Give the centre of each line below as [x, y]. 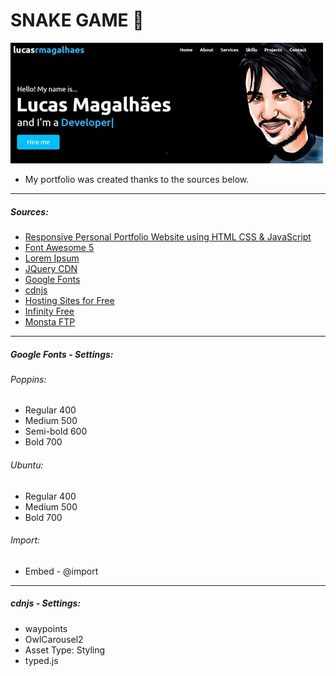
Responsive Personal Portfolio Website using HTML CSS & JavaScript [168, 236]
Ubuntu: [27, 465]
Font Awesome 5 [59, 247]
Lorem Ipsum [52, 258]
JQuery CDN [51, 268]
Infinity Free [49, 311]
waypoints [46, 628]
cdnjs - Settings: [46, 603]
